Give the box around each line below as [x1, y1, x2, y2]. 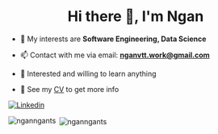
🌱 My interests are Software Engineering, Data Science [19, 34, 207, 44]
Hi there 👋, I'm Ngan [67, 7, 204, 26]
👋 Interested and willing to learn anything [19, 69, 157, 78]
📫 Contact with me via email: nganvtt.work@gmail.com [19, 50, 210, 60]
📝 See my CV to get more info [19, 84, 119, 94]
